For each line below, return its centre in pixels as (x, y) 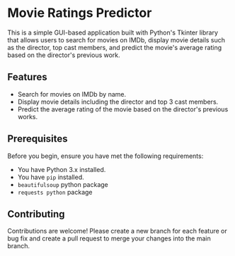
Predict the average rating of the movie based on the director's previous (123, 109)
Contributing (36, 214)
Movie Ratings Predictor (80, 13)
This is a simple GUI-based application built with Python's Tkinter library (113, 32)
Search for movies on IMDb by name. (72, 94)
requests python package (55, 192)
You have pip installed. (51, 177)
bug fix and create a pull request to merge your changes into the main (109, 238)
